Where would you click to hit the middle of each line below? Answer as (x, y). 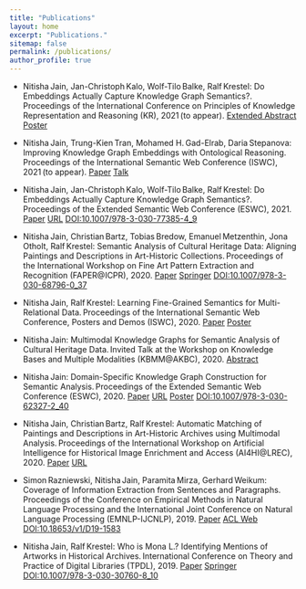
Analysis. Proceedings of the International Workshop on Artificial (143, 443)
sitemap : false (38, 43)
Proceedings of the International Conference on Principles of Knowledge (159, 105)
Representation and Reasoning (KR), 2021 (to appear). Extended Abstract (159, 116)
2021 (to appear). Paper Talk (76, 172)
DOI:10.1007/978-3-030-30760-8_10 (91, 575)
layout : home (34, 26)
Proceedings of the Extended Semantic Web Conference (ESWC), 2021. (157, 209)
